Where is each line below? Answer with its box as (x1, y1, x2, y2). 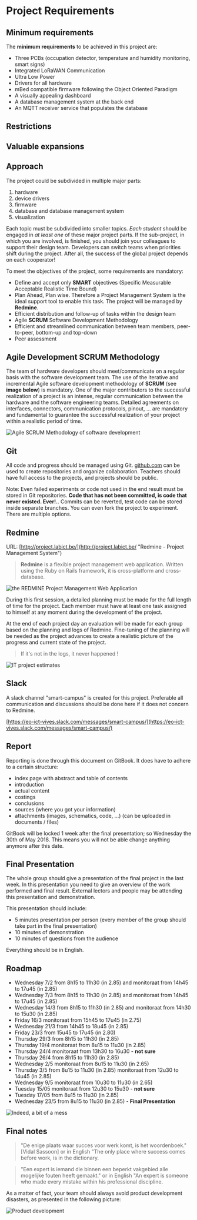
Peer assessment (14, 335, 57, 342)
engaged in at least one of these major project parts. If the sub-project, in (6, 231, 185, 238)
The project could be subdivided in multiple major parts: (6, 177, 142, 184)
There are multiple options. (6, 510, 72, 518)
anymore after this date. (6, 842, 64, 849)
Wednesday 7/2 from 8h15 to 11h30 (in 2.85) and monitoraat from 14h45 (14, 979, 189, 986)
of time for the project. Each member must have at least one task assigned (6, 603, 187, 610)
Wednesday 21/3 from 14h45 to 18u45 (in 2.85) (14, 1023, 129, 1030)
